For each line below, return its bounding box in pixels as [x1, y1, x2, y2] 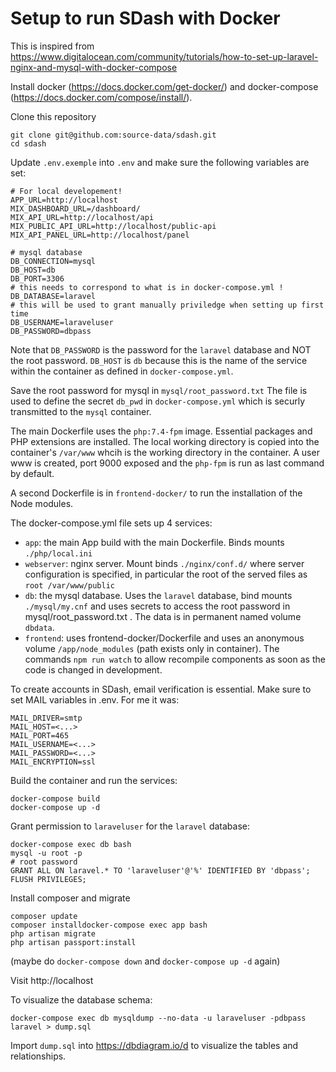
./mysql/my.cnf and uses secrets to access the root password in [24, 600, 291, 612]
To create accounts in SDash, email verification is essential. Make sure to [10, 683, 312, 695]
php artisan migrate [10, 928, 97, 939]
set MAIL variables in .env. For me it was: [10, 693, 180, 706]
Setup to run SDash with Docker [10, 7, 281, 30]
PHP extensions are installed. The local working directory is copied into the [10, 435, 320, 447]
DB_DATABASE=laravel [10, 291, 97, 301]
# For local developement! [10, 186, 123, 196]
